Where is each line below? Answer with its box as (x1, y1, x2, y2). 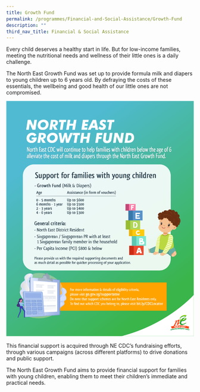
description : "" (6, 22, 46, 28)
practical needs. (6, 379, 46, 387)
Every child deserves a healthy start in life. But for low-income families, (6, 45, 181, 53)
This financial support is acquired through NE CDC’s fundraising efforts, (6, 342, 182, 350)
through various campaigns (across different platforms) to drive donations (6, 348, 188, 356)
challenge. (6, 59, 32, 66)
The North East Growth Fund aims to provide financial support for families (6, 366, 187, 373)
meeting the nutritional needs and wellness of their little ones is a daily (6, 52, 179, 59)
